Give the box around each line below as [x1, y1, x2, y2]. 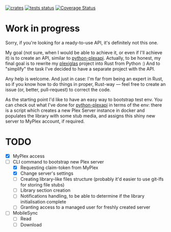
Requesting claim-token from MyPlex [20, 165, 99, 171]
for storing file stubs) [20, 182, 65, 188]
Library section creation [20, 187, 70, 194]
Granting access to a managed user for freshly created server [20, 204, 151, 211]
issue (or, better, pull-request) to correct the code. [5, 86, 111, 92]
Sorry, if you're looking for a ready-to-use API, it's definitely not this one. [5, 39, 158, 45]
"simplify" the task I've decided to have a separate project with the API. [5, 65, 155, 72]
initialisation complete [20, 199, 66, 205]
